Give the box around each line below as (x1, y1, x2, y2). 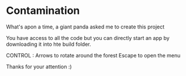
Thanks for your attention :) (6, 63, 72, 70)
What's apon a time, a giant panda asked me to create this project (6, 23, 165, 30)
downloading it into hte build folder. (6, 41, 92, 48)
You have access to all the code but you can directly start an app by (6, 34, 170, 41)
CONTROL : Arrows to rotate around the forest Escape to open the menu (6, 52, 181, 59)
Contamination (6, 4, 80, 17)
